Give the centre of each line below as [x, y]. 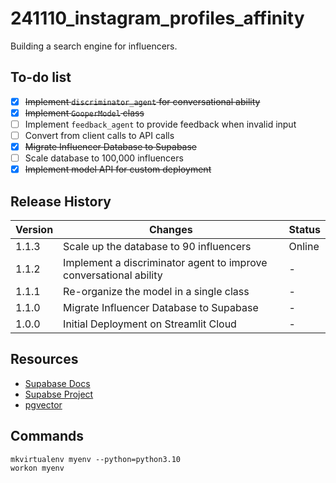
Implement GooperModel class [84, 113]
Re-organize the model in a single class [156, 291]
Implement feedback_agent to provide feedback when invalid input [160, 124]
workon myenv [37, 468]
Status [304, 229]
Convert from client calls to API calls [99, 135]
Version [34, 229]
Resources [44, 359]
